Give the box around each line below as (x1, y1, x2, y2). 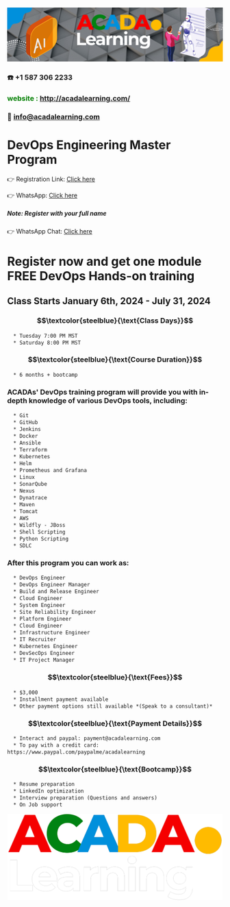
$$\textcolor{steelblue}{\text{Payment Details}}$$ (27, 719, 203, 728)
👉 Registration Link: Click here (7, 175, 96, 183)
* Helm (13, 460, 32, 467)
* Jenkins (13, 426, 41, 433)
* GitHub (13, 419, 38, 426)
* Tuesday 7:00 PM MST (13, 332, 78, 339)
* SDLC (13, 543, 32, 549)
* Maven (13, 501, 36, 508)
